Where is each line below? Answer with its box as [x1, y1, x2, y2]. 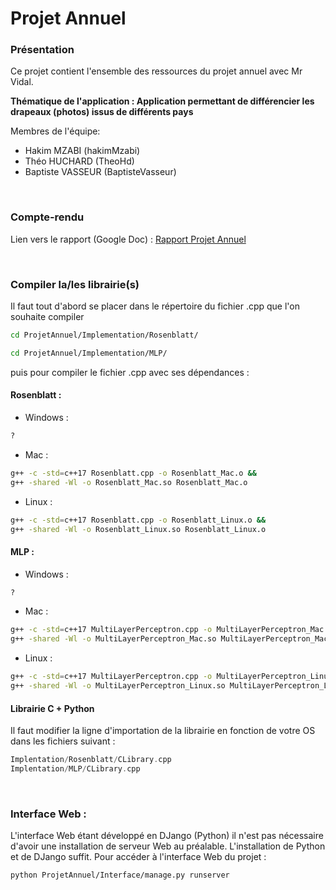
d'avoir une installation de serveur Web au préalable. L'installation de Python [10, 840, 326, 852]
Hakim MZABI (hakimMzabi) [24, 145, 141, 157]
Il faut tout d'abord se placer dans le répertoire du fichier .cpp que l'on [10, 300, 300, 312]
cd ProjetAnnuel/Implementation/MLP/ [10, 348, 168, 358]
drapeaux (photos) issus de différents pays [10, 106, 194, 118]
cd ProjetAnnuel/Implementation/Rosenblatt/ [10, 330, 199, 341]
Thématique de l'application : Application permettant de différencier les [10, 95, 315, 107]
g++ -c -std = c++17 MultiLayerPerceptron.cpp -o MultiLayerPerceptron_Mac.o [10, 625, 333, 635]
